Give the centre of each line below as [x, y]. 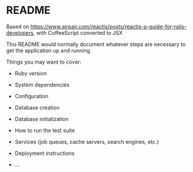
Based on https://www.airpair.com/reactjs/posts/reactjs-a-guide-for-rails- [96, 27]
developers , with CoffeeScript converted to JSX [65, 32]
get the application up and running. [49, 50]
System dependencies [42, 85]
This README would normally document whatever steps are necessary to [96, 44]
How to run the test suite [45, 130]
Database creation [37, 107]
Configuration [31, 96]
